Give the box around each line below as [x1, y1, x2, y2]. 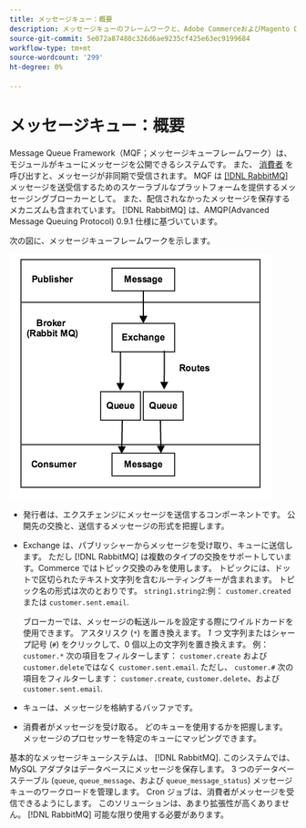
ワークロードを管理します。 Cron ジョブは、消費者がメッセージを [40, 786, 287, 797]
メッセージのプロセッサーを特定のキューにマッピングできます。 [22, 732, 262, 743]
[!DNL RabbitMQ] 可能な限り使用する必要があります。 [26, 809, 229, 820]
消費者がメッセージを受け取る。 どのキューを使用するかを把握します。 [22, 721, 289, 732]
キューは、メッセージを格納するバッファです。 [22, 701, 199, 712]
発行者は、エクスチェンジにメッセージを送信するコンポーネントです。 [22, 508, 285, 519]
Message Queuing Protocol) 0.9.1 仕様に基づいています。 [9, 215, 223, 227]
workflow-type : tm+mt [9, 44, 92, 53]
